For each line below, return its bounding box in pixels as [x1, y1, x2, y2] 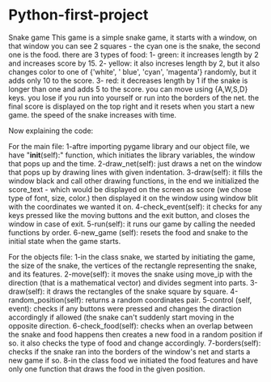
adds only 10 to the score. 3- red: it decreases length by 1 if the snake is [8, 75, 248, 85]
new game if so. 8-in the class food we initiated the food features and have [8, 355, 259, 365]
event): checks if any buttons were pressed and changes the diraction [8, 303, 242, 313]
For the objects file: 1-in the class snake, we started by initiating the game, [8, 251, 256, 261]
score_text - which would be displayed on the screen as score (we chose [8, 184, 252, 194]
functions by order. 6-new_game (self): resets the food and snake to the [8, 227, 248, 237]
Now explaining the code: [8, 126, 94, 135]
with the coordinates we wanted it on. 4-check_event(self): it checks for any [8, 201, 263, 212]
